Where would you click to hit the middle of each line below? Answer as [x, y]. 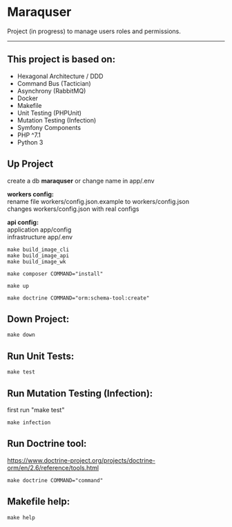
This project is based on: [61, 59]
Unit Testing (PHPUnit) [49, 113]
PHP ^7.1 [29, 135]
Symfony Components [49, 127]
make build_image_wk [37, 261]
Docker [28, 98]
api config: [23, 222]
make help [21, 517]
